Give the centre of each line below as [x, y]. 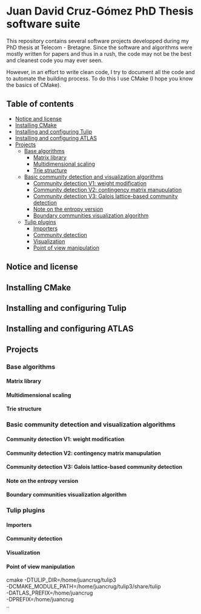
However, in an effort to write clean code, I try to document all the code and [100, 72]
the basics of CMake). [34, 85]
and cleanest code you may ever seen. [54, 60]
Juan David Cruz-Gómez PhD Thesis [100, 11]
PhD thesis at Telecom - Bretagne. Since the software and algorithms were [99, 47]
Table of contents [40, 104]
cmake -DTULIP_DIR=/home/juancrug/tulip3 [61, 580]
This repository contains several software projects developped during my [98, 41]
